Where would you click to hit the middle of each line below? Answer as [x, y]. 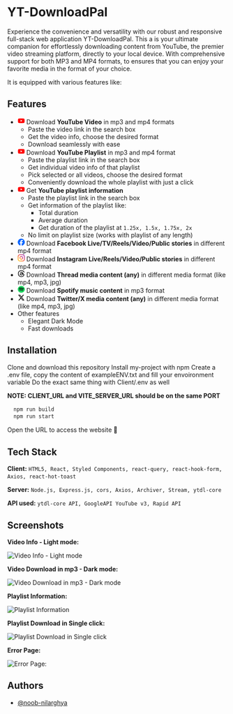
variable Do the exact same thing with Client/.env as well [88, 382]
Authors [25, 686]
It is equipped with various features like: [65, 82]
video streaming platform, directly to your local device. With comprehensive [116, 54]
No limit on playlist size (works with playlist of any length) [110, 235]
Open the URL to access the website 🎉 [62, 430]
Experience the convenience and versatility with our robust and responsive [115, 31]
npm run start [34, 416]
